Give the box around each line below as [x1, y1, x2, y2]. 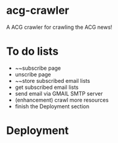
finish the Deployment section [14, 103, 90, 110]
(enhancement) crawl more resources [14, 96, 109, 103]
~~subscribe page [14, 64, 61, 71]
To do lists [6, 44, 59, 58]
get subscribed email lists [14, 84, 79, 91]
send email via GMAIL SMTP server [14, 90, 104, 97]
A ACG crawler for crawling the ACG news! [6, 23, 113, 31]
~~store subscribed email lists [14, 77, 90, 84]
